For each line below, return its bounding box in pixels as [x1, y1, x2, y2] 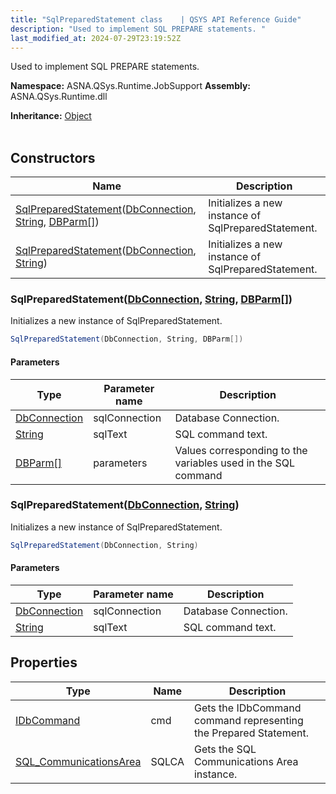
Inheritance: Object [10, 110, 92, 122]
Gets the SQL [193, 742, 257, 756]
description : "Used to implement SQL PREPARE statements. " [10, 24, 267, 34]
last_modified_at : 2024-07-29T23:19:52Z [10, 33, 182, 43]
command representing [193, 713, 304, 727]
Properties [10, 654, 78, 671]
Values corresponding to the [174, 443, 308, 457]
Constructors [10, 149, 96, 166]
